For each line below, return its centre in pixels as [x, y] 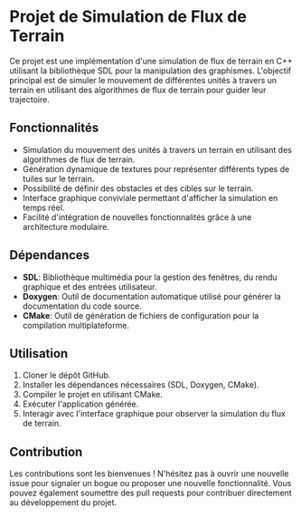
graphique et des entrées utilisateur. [89, 286]
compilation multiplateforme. [75, 325]
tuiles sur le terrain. [58, 178]
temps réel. [43, 207]
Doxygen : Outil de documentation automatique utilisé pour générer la [152, 296]
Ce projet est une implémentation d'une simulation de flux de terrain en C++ [151, 61]
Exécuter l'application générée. [80, 404]
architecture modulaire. [66, 226]
